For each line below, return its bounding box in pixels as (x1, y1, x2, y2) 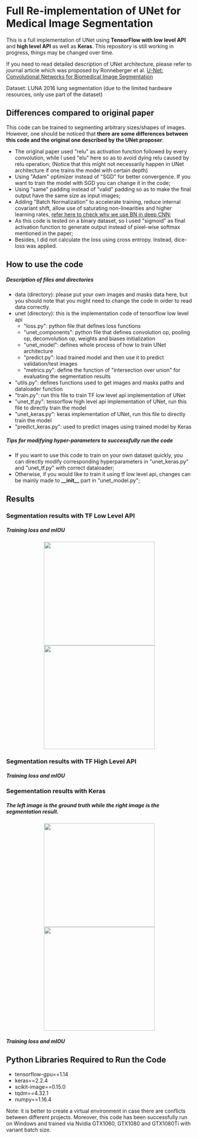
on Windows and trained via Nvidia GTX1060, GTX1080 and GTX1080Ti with (6, 1120, 191, 1127)
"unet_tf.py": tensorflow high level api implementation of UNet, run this (14, 398, 187, 405)
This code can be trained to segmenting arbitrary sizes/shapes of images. (6, 123, 186, 131)
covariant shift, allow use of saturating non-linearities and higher (14, 204, 173, 212)
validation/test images (23, 360, 78, 367)
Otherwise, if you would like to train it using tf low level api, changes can (14, 471, 191, 478)
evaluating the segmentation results (23, 373, 111, 380)
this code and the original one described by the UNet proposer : (6, 136, 164, 143)
